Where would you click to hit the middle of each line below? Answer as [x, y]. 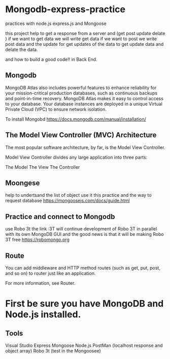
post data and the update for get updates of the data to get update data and [84, 44]
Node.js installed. [43, 315]
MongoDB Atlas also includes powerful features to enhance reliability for [81, 87]
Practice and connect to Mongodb [60, 216]
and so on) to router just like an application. [50, 273]
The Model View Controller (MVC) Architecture [81, 135]
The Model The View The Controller [43, 167]
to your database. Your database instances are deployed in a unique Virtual [84, 104]
